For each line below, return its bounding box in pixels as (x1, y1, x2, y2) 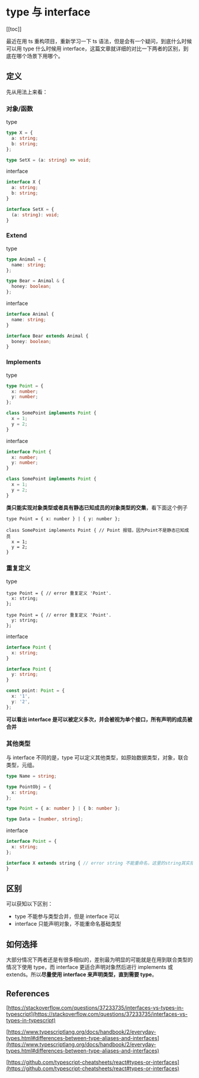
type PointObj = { (6, 784, 52, 790)
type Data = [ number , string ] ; (6, 816, 84, 822)
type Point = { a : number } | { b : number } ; (6, 806, 120, 811)
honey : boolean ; (11, 284, 52, 290)
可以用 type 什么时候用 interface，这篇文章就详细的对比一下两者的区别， (6, 45, 184, 52)
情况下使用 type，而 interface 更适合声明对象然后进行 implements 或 (6, 964, 174, 971)
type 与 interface (6, 5, 91, 19)
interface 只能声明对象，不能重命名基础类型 (14, 920, 121, 928)
